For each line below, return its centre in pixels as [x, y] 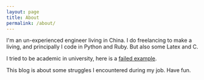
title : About [23, 18]
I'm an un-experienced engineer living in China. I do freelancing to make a [99, 41]
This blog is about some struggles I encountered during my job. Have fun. [99, 70]
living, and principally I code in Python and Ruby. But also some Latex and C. [102, 47]
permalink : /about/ [31, 23]
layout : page [23, 12]
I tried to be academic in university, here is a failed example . [82, 59]
